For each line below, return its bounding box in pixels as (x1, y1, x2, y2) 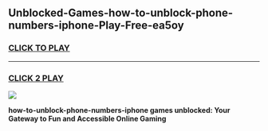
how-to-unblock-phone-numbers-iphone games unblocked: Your (8, 105, 231, 114)
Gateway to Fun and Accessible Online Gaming (8, 114, 167, 123)
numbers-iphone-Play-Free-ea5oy (8, 19, 185, 33)
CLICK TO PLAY (8, 43, 70, 54)
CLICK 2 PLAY (8, 72, 64, 83)
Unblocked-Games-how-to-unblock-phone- (8, 6, 234, 20)
